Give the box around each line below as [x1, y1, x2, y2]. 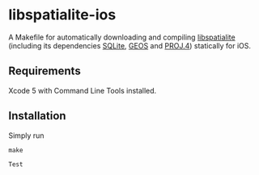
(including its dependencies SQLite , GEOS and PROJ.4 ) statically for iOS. [8, 40, 252, 50]
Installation [8, 109, 66, 123]
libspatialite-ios [8, 6, 117, 24]
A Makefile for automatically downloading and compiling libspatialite [8, 32, 236, 42]
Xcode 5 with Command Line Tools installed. [8, 85, 157, 95]
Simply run [8, 131, 45, 140]
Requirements [8, 65, 81, 78]
